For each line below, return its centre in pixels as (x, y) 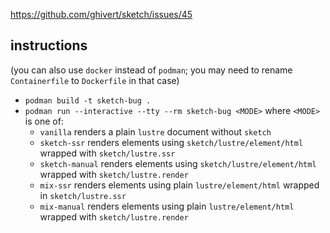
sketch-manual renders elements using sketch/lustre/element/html (178, 163)
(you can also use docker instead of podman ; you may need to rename (151, 70)
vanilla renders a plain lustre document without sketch (155, 131)
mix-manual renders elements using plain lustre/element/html (167, 206)
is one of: (44, 121)
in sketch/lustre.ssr (83, 195)
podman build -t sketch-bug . (88, 100)
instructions (49, 45)
